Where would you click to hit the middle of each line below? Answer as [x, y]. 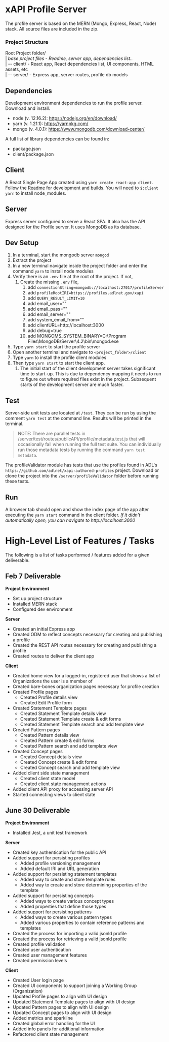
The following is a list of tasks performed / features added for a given [77, 555]
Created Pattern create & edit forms [57, 740]
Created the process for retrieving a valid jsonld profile [70, 939]
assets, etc [17, 69]
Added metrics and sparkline [43, 1018]
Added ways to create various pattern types [66, 917]
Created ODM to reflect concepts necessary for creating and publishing [87, 634]
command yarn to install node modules [53, 271]
